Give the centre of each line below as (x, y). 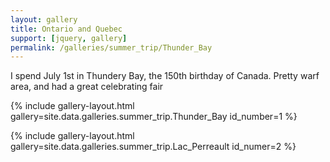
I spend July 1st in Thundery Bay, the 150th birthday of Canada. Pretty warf (165, 76)
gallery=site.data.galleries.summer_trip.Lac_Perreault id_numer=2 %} (153, 147)
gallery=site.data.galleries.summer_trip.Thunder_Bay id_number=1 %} (154, 117)
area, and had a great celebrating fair (87, 87)
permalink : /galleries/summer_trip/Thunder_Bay (111, 47)
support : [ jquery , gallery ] (69, 38)
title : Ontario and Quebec (66, 29)
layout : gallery (44, 19)
